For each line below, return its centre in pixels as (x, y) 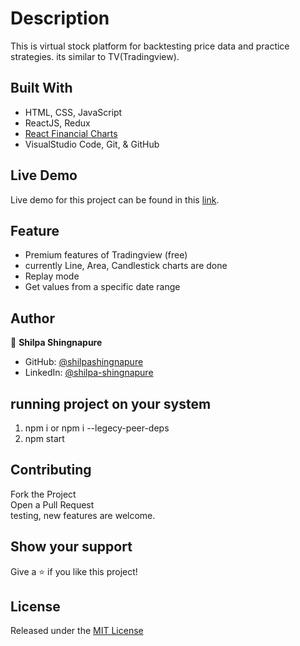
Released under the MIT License (77, 631)
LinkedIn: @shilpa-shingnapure (89, 373)
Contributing (51, 470)
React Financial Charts (71, 133)
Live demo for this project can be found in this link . (115, 199)
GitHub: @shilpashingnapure (84, 362)
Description (60, 18)
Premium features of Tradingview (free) (106, 255)
